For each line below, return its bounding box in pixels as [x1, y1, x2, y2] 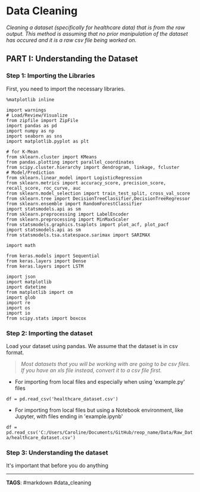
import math [6, 242, 36, 248]
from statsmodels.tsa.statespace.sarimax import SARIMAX [6, 232, 151, 238]
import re [6, 299, 31, 306]
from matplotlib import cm [6, 289, 73, 295]
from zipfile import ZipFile [6, 117, 79, 123]
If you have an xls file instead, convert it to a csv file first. [20, 366, 162, 374]
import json [6, 274, 36, 280]
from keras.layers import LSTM [6, 263, 84, 269]
